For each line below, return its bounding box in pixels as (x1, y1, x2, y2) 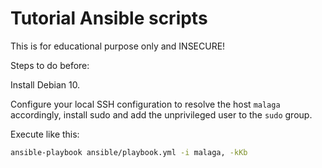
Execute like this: (10, 128, 80, 140)
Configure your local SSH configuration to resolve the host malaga (10, 98, 281, 110)
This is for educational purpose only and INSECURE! (10, 40, 226, 52)
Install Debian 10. (10, 78, 81, 91)
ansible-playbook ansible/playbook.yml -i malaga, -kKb (10, 147, 248, 157)
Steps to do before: (10, 59, 90, 71)
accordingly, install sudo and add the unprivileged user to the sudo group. (10, 108, 313, 121)
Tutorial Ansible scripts (10, 7, 208, 30)
